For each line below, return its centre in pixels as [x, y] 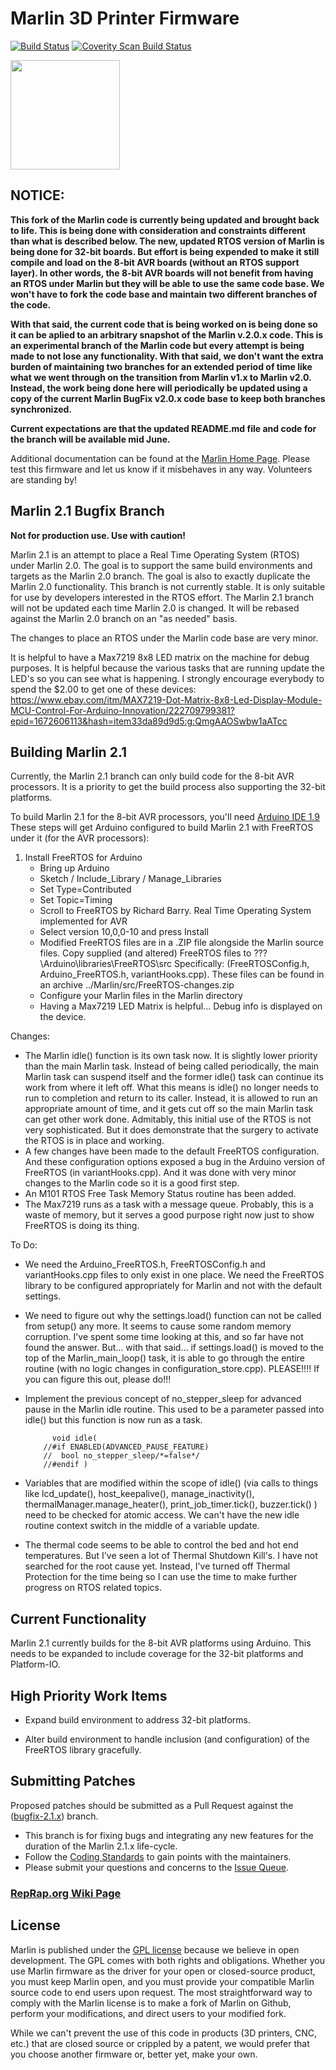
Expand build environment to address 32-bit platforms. [137, 1720]
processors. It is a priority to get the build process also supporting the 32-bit [168, 787]
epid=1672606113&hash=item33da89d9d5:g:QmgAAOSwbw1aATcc [149, 721]
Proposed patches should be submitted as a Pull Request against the [152, 1805]
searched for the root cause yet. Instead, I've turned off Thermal [157, 1566]
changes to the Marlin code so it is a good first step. [132, 1183]
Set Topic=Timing [76, 900]
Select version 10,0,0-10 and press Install [124, 932]
